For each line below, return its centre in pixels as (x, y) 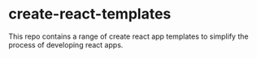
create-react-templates (90, 14)
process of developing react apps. (66, 44)
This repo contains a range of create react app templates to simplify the (128, 36)
